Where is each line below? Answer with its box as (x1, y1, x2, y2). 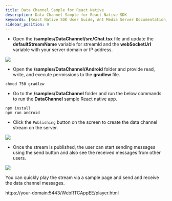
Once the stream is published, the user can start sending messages (12, 144, 156, 150)
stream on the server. (12, 125, 58, 131)
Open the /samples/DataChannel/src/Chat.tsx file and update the (12, 36, 154, 42)
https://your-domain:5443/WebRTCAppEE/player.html (5, 190, 119, 196)
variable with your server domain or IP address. (12, 47, 113, 53)
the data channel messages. (5, 180, 65, 186)
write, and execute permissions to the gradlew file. (12, 72, 120, 78)
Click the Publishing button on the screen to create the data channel (12, 119, 158, 125)
